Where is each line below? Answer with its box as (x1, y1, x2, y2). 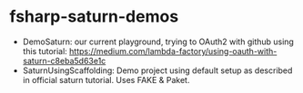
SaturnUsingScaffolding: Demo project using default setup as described (22, 65, 293, 76)
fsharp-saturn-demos (9, 6, 179, 27)
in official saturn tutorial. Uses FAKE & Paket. (22, 74, 190, 85)
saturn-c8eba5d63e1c (22, 55, 106, 66)
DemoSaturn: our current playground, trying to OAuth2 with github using (22, 36, 294, 47)
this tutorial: (22, 45, 68, 56)
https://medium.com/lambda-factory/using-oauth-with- (69, 45, 278, 56)
